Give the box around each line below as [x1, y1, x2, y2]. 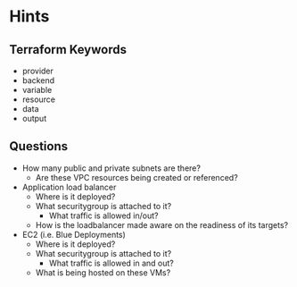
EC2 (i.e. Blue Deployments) [21, 229, 127, 240]
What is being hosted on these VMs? [35, 266, 171, 278]
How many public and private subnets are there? [21, 163, 201, 173]
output [21, 114, 47, 123]
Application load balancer [21, 181, 117, 192]
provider [21, 65, 54, 76]
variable [21, 85, 53, 95]
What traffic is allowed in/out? [48, 210, 159, 221]
